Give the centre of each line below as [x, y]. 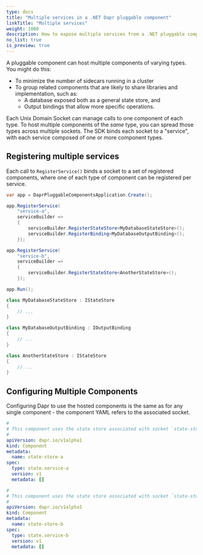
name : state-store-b [37, 524]
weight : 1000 [23, 29]
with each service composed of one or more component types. [85, 137]
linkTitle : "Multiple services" [47, 23]
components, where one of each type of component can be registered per [99, 177]
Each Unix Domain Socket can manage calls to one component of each [95, 118]
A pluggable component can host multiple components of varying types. [96, 63]
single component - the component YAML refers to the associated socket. [98, 412]
